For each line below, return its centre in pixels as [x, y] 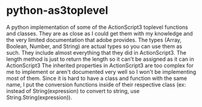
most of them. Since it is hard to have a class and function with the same [97, 78]
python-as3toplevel [57, 11]
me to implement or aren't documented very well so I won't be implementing [101, 72]
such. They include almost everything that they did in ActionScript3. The [96, 52]
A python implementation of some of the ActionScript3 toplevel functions [97, 27]
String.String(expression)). [39, 97]
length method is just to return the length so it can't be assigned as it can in [100, 59]
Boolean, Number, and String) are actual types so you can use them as [94, 46]
